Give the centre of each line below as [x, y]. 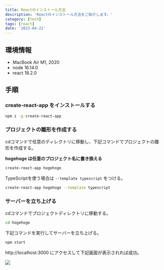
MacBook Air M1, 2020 [36, 62]
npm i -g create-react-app [33, 116]
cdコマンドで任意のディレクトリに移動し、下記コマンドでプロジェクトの [80, 141]
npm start [15, 242]
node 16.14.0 [25, 67]
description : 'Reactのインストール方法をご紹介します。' [59, 14]
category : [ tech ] [23, 19]
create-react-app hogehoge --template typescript [58, 187]
